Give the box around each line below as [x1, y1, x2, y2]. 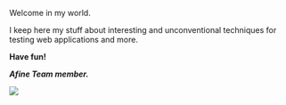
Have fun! [9, 52, 46, 61]
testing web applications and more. [9, 35, 138, 44]
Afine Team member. [9, 69, 89, 79]
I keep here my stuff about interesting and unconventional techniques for [9, 25, 277, 35]
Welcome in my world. [9, 8, 91, 18]
